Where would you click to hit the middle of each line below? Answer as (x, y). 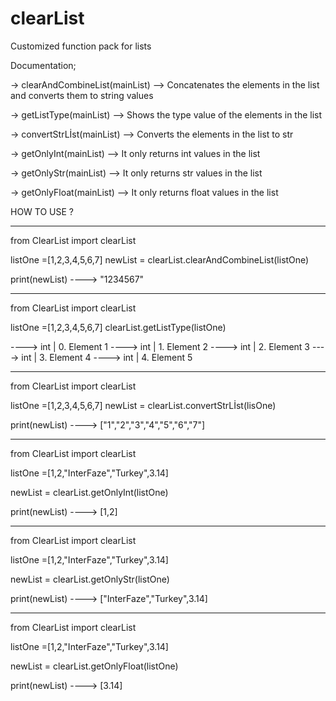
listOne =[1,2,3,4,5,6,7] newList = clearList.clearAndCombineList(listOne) (160, 259)
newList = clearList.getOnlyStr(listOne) (90, 579)
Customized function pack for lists (81, 46)
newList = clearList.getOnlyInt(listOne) (89, 492)
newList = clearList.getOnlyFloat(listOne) (94, 666)
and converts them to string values (82, 95)
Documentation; (43, 65)
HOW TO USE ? (42, 211)
